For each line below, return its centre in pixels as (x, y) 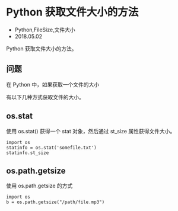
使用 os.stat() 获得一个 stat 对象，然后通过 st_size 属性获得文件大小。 (91, 131)
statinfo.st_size (28, 153)
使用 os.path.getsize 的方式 (39, 186)
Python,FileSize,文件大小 (45, 30)
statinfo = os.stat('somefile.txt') (51, 148)
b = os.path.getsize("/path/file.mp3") (55, 202)
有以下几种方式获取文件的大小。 (45, 97)
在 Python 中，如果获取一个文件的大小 (53, 84)
